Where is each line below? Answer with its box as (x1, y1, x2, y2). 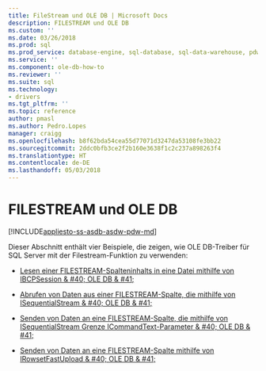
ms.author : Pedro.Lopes (8, 122, 87, 130)
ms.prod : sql (8, 41, 51, 49)
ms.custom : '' (8, 26, 55, 34)
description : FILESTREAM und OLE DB (8, 19, 129, 27)
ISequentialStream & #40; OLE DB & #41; (19, 298, 153, 308)
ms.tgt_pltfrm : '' (8, 100, 69, 108)
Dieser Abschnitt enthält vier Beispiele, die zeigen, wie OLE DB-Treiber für (8, 242, 249, 251)
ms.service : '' (8, 56, 59, 64)
